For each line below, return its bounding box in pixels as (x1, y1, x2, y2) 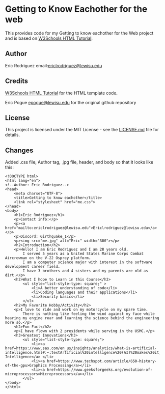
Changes (5, 146, 33, 154)
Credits (5, 77, 28, 85)
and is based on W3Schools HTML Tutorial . (5, 35, 93, 41)
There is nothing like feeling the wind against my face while (23, 311, 155, 316)
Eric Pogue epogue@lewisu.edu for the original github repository (5, 99, 137, 105)
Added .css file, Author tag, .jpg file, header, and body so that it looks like (5, 159, 154, 165)
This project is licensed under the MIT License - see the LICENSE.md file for (5, 127, 159, 133)
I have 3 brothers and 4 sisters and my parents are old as (23, 269, 148, 274)
